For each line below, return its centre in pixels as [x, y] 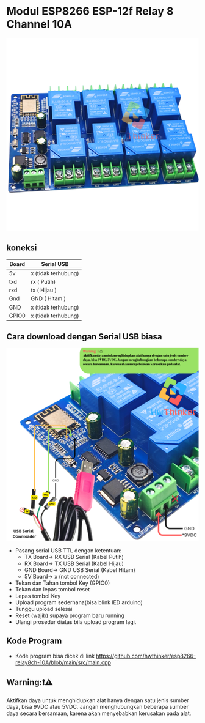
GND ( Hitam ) [48, 298]
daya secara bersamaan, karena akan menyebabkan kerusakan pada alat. [99, 713]
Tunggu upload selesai [44, 609]
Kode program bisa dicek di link [55, 656]
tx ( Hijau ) [43, 290]
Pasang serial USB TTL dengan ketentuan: [68, 551]
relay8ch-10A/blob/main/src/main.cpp [63, 662]
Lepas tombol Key [38, 596]
